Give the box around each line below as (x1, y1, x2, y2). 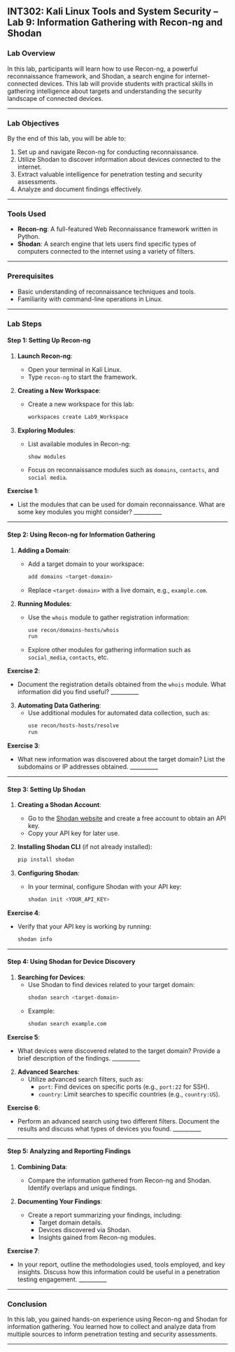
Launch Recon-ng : (17, 352, 73, 360)
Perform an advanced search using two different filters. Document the (17, 1117, 220, 1125)
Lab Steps (7, 319, 42, 329)
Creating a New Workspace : (17, 386, 101, 394)
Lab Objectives (7, 118, 59, 128)
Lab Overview (7, 48, 56, 58)
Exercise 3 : (7, 742, 41, 750)
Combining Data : (17, 1163, 68, 1171)
